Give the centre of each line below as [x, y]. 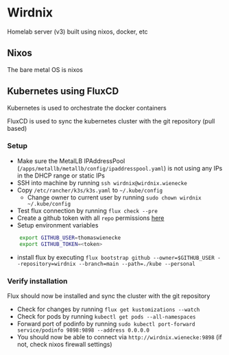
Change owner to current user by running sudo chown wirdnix [114, 197]
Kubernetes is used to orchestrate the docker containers [87, 108]
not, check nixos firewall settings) [64, 344]
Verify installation [37, 281]
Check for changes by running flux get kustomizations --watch [108, 309]
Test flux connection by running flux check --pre [87, 210]
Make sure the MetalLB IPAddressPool [71, 161]
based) [17, 128]
